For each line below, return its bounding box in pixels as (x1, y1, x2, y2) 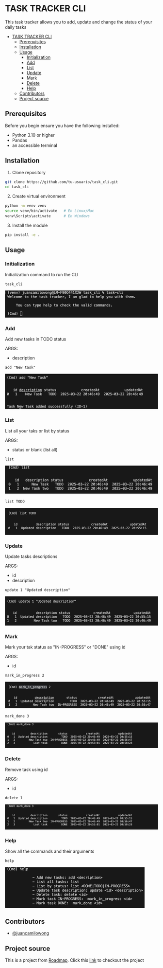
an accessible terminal (12, 142, 57, 148)
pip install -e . (5, 232, 40, 237)
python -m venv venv (5, 203, 47, 208)
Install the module (12, 222, 48, 228)
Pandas (12, 137, 28, 143)
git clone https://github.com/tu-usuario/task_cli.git (5, 179, 118, 184)
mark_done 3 (5, 714, 29, 719)
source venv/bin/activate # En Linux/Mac (5, 209, 95, 214)
